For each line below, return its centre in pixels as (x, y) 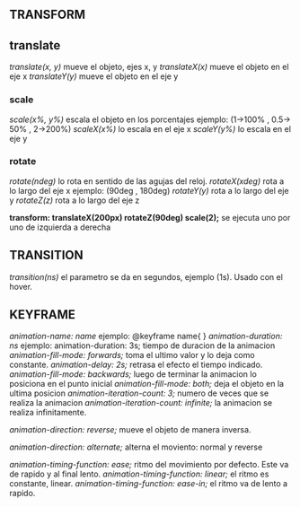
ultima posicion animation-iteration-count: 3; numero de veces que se (139, 393)
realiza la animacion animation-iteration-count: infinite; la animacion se (141, 403)
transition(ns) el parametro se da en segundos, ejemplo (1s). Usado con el (146, 276)
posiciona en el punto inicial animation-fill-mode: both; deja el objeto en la (147, 384)
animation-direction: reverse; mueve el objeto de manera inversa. (130, 430)
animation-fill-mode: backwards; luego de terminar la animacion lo (133, 374)
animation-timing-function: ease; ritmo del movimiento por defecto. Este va (149, 465)
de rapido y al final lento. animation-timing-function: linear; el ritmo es (139, 474)
